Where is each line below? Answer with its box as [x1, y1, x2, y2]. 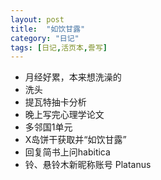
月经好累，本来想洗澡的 [24, 71, 122, 83]
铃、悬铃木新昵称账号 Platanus [24, 159, 152, 171]
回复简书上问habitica [24, 146, 111, 158]
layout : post [10, 14, 65, 25]
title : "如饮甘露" [10, 24, 86, 34]
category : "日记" [10, 33, 80, 43]
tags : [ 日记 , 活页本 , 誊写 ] [10, 42, 108, 53]
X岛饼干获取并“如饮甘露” [24, 134, 127, 146]
